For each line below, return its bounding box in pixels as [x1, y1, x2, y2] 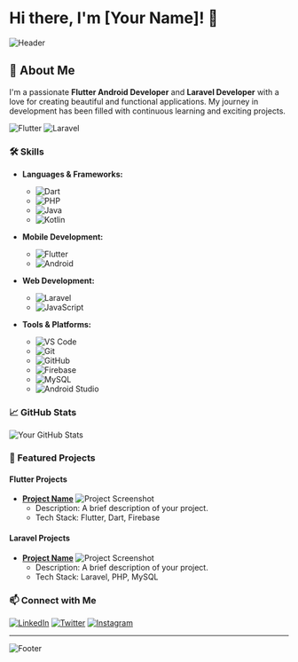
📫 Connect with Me [9, 594, 97, 606]
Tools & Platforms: [21, 319, 91, 330]
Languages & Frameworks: [21, 169, 123, 180]
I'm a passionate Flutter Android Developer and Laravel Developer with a [9, 86, 279, 97]
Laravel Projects [9, 532, 71, 544]
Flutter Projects [9, 474, 68, 485]
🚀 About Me [9, 63, 75, 78]
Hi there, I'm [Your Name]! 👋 [9, 8, 219, 28]
